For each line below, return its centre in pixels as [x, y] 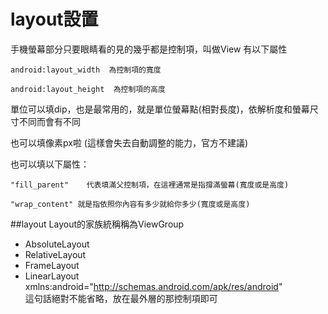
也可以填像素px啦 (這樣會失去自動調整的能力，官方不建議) [129, 142]
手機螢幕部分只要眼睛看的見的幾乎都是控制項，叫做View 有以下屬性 [149, 49]
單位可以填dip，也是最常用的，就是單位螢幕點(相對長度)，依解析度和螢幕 [160, 109]
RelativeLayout [55, 254]
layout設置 [54, 19]
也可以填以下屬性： [50, 164]
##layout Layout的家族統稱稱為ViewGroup [97, 224]
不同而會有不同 [49, 121]
